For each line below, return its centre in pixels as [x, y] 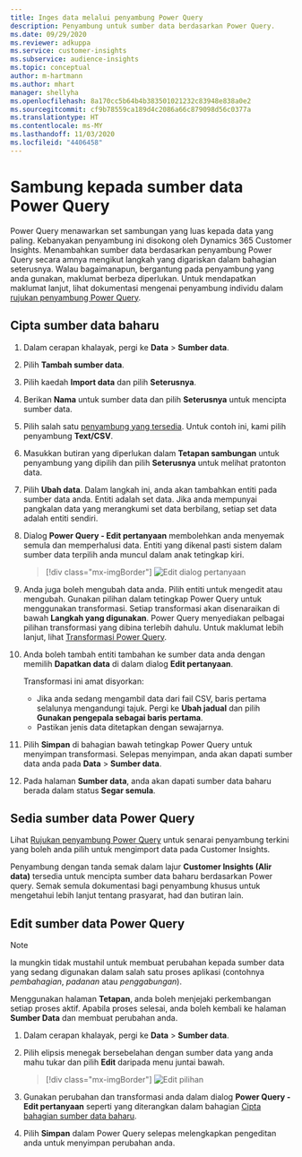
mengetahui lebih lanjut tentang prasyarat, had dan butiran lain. [127, 895]
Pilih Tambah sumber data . [73, 365]
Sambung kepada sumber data [127, 187]
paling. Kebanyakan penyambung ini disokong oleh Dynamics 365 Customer [151, 240]
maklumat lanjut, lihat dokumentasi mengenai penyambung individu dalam [147, 288]
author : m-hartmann [47, 76]
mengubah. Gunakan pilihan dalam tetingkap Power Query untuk [142, 599]
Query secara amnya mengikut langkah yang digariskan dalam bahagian [143, 259]
